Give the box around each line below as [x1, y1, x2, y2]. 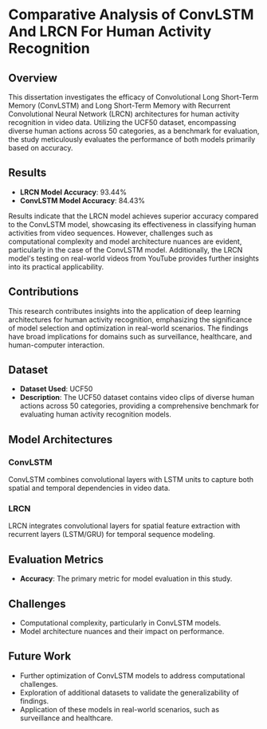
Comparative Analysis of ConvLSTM [8, 6, 254, 24]
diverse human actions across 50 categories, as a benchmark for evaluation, [8, 126, 260, 135]
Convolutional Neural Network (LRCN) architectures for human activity [8, 109, 240, 119]
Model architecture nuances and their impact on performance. [19, 627, 225, 637]
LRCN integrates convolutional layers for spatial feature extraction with [8, 521, 241, 531]
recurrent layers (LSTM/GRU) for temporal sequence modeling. [8, 530, 215, 539]
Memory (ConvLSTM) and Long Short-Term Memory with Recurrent [8, 101, 231, 110]
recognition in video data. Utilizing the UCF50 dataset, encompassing [8, 118, 237, 127]
